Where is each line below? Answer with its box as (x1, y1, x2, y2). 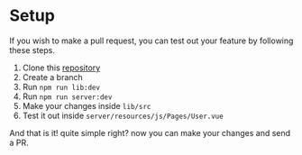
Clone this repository (22, 62, 101, 73)
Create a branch (22, 71, 83, 82)
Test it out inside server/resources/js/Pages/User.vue (22, 110, 224, 121)
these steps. (9, 44, 56, 55)
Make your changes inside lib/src (22, 100, 151, 111)
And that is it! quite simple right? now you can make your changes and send (9, 127, 291, 138)
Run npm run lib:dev (22, 81, 101, 92)
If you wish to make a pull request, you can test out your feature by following (9, 35, 294, 46)
